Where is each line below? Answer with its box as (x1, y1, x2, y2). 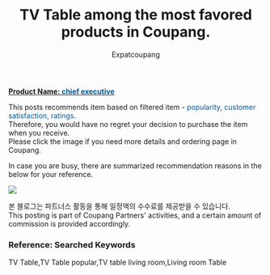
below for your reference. (8, 169, 94, 179)
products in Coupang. (61, 23, 211, 41)
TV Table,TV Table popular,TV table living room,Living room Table (8, 257, 227, 268)
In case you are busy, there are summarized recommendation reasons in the (8, 160, 263, 171)
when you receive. (8, 128, 70, 137)
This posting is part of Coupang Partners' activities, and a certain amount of (8, 210, 262, 220)
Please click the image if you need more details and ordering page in (8, 136, 237, 146)
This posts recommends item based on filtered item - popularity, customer (8, 102, 256, 112)
